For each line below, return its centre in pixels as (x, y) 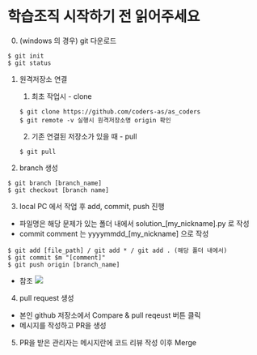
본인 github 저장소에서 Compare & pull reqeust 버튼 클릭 (110, 315)
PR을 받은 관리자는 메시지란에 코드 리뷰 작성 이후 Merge (108, 342)
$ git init (26, 56)
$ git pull (38, 152)
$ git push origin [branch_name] (64, 264)
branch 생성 (38, 168)
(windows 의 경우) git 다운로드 (68, 41)
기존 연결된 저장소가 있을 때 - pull (84, 136)
